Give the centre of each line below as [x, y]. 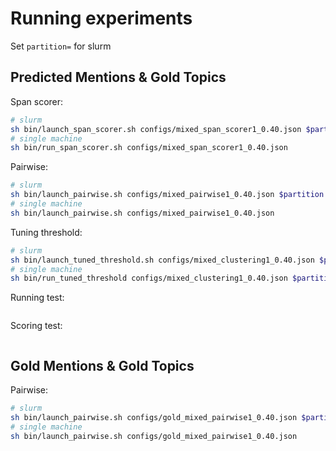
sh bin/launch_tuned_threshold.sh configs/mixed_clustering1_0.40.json [162, 260]
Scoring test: [36, 326]
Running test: [37, 298]
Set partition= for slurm [61, 46]
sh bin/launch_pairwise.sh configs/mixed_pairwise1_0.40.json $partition [167, 195]
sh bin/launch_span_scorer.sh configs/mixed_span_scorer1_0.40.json [156, 129]
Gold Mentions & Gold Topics [102, 365]
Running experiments [101, 18]
